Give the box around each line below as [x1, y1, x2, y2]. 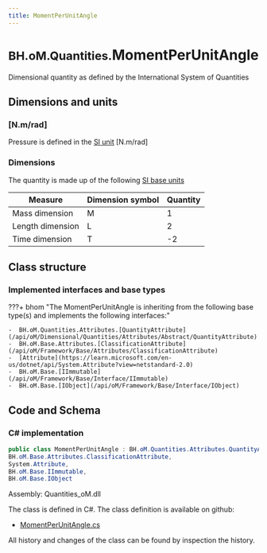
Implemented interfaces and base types [8, 284, 165, 295]
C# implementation [8, 427, 84, 438]
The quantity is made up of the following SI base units [8, 175, 185, 185]
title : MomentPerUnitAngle [8, 11, 98, 20]
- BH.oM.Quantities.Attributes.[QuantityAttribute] [8, 326, 187, 334]
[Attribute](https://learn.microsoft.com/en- [18, 354, 172, 362]
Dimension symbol [87, 194, 160, 205]
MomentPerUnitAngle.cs [19, 520, 101, 530]
